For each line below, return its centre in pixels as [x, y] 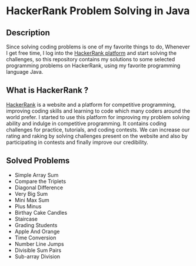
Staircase [26, 219]
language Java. [25, 72]
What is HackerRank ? [47, 91]
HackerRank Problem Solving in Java [98, 11]
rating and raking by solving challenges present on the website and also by [97, 136]
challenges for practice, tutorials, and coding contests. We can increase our [98, 129]
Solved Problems [38, 161]
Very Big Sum [31, 193]
